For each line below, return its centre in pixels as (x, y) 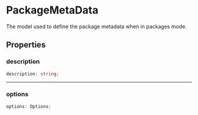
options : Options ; (29, 106)
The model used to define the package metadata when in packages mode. (96, 26)
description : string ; (33, 74)
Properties (26, 45)
